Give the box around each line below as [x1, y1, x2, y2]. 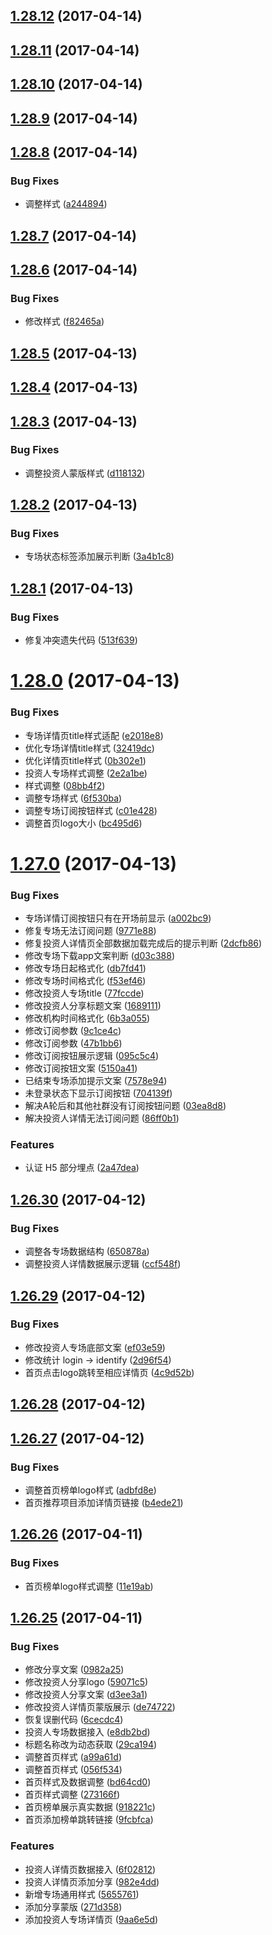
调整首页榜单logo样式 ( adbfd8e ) [24, 1484, 157, 1496]
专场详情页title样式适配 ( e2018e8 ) [24, 729, 164, 741]
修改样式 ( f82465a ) [24, 315, 105, 328]
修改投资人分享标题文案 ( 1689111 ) [24, 1000, 162, 1012]
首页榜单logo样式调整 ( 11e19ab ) [24, 1580, 154, 1592]
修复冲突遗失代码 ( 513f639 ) [24, 634, 138, 646]
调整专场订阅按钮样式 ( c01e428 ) [24, 804, 158, 816]
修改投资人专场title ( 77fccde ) [24, 987, 145, 999]
